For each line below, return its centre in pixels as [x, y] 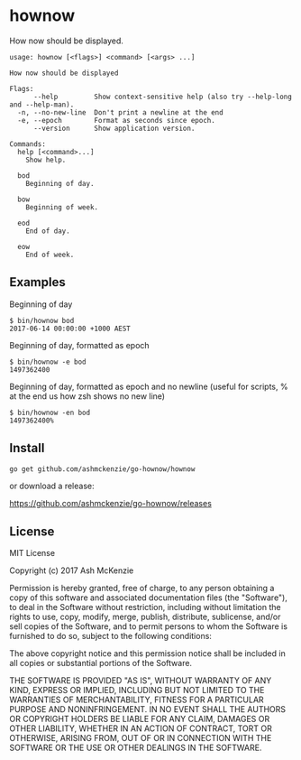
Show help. [46, 160]
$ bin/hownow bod [42, 320]
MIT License [32, 553]
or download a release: [52, 486]
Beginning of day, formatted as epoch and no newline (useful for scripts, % [149, 386]
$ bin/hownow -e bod [48, 362]
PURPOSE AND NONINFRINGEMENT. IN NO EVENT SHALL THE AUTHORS [148, 709]
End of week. [50, 255]
